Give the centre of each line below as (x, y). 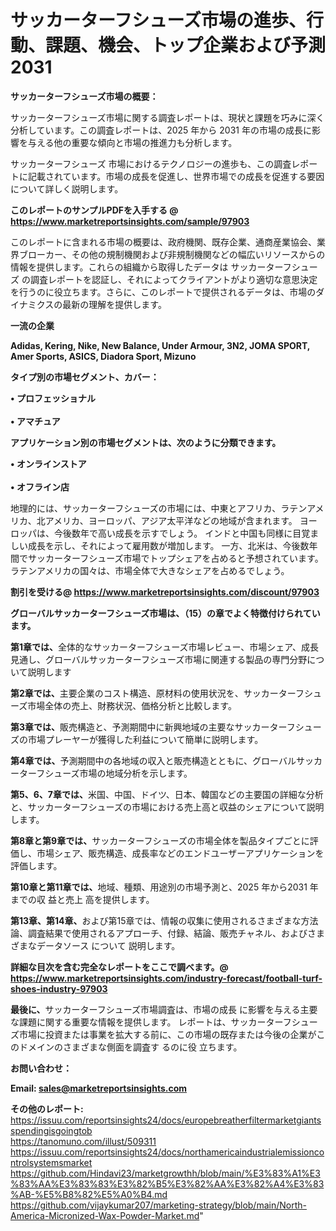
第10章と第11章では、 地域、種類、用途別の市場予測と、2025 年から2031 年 (164, 887)
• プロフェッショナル (53, 398)
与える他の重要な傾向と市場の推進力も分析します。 (132, 142)
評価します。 (36, 865)
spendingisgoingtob (51, 1130)
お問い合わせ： (41, 1068)
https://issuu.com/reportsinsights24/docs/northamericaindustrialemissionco (167, 1152)
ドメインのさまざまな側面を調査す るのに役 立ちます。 (130, 1047)
